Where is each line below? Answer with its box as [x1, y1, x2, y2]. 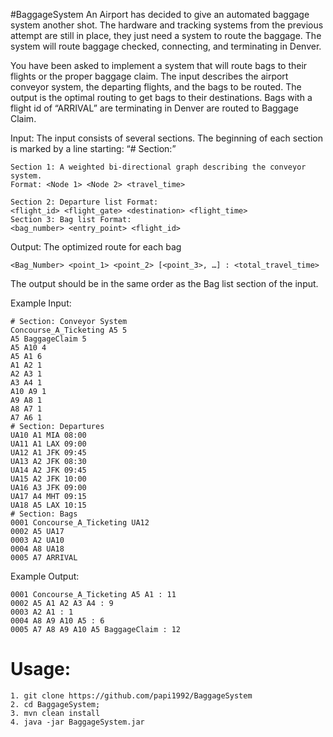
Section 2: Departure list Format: [10, 197, 159, 207]
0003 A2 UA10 [10, 535, 65, 545]
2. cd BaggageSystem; [10, 699, 101, 709]
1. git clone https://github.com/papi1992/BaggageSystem [10, 690, 253, 701]
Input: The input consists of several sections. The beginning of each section [10, 132, 323, 144]
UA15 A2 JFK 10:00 [10, 474, 87, 484]
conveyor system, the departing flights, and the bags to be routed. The [10, 81, 302, 93]
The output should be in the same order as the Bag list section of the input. [10, 278, 319, 289]
